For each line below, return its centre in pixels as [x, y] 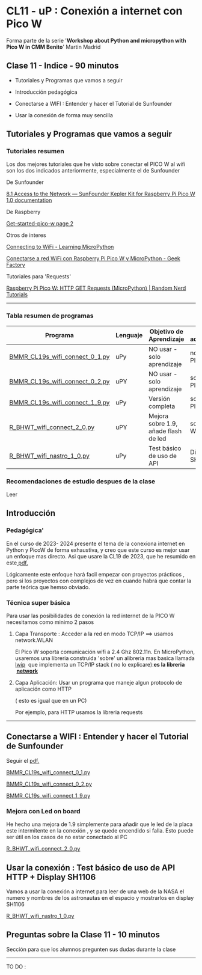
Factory [16, 265]
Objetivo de [166, 331]
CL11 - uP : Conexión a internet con [94, 11]
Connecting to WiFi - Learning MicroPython [60, 247]
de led [157, 438]
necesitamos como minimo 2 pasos [50, 622]
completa [162, 406]
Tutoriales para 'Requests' [38, 277]
